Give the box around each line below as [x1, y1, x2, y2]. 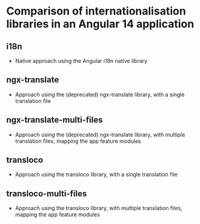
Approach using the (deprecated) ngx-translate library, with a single [15, 91, 185, 98]
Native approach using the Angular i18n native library [15, 58, 148, 64]
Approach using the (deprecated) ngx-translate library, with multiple [15, 131, 185, 138]
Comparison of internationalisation [6, 4, 186, 18]
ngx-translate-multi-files [6, 115, 103, 125]
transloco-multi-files [6, 188, 87, 199]
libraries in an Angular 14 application [6, 17, 195, 31]
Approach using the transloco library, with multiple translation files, [15, 205, 183, 212]
